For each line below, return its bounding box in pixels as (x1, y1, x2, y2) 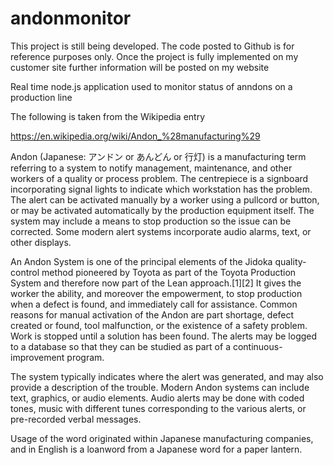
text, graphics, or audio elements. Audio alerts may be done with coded (10, 392, 305, 404)
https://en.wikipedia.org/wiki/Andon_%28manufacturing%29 (10, 130, 261, 142)
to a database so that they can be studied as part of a (10, 340, 231, 352)
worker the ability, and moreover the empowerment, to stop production (10, 287, 303, 299)
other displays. (10, 236, 72, 248)
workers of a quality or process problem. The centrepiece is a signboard (10, 172, 309, 184)
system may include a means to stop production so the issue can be (10, 215, 292, 227)
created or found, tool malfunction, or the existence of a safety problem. (10, 319, 308, 331)
